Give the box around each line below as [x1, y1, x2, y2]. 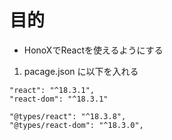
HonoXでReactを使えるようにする [23, 44, 164, 56]
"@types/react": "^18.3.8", [9, 111, 127, 121]
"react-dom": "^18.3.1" [9, 94, 109, 104]
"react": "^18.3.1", [9, 85, 96, 95]
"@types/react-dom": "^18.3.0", [9, 120, 144, 130]
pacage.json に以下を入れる [23, 65, 139, 77]
